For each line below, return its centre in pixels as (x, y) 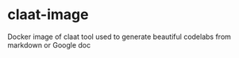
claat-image (48, 15)
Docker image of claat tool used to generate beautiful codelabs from (119, 37)
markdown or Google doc (49, 44)
